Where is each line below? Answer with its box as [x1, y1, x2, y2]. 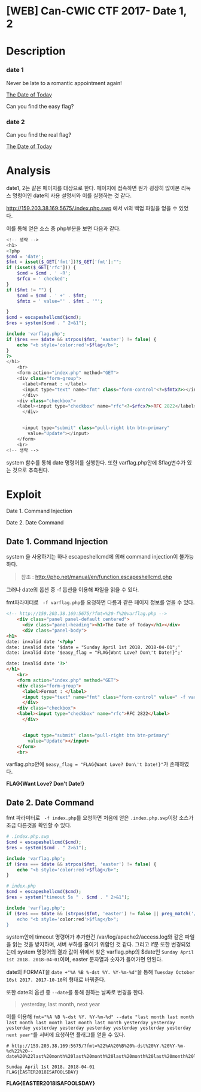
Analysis [6, 164, 51, 177]
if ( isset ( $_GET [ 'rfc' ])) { [6, 265, 77, 271]
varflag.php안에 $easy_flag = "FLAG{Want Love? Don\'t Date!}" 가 [6, 761, 169, 768]
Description [6, 44, 66, 58]
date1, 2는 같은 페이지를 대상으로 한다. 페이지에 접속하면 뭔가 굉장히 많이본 [6, 184, 180, 191]
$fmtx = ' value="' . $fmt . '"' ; [17, 298, 103, 304]
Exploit [6, 487, 42, 501]
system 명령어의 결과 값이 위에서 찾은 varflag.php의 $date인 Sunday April [17, 948, 194, 955]
